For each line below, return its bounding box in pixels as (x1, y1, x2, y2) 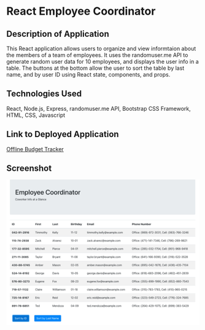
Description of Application (6, 29, 109, 39)
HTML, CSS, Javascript (6, 111, 66, 119)
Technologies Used (6, 89, 82, 99)
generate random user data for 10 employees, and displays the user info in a (6, 58, 199, 65)
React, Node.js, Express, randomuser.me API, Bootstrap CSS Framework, (6, 105, 191, 112)
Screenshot (6, 163, 52, 174)
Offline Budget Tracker (6, 145, 64, 152)
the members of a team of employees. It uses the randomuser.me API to (6, 51, 188, 59)
